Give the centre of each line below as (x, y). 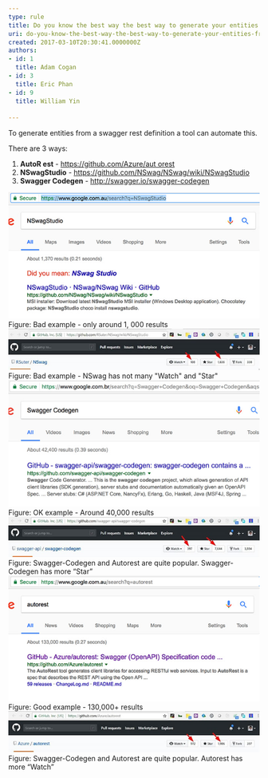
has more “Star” (67, 571)
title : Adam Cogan (46, 68)
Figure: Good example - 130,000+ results (76, 707)
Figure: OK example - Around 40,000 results (81, 512)
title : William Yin (48, 101)
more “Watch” (31, 767)
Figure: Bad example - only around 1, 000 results (88, 324)
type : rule (26, 17)
